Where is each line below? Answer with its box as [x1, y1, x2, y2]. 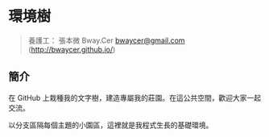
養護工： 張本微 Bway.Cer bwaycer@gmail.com [27, 35, 185, 45]
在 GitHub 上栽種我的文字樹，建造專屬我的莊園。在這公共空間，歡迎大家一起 [8, 93, 262, 102]
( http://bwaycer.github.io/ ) [27, 44, 116, 54]
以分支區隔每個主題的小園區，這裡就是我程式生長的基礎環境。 [8, 120, 213, 130]
